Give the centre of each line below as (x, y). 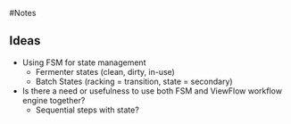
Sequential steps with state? (87, 110)
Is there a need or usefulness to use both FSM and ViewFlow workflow (152, 91)
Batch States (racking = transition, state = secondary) (134, 81)
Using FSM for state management (84, 62)
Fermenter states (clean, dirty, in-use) (105, 71)
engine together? (54, 100)
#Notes (23, 13)
